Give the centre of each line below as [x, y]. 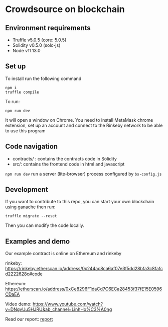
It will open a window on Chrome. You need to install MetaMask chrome [79, 120]
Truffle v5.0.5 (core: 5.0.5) [39, 40]
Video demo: [18, 304]
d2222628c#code [24, 274]
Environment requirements [48, 28]
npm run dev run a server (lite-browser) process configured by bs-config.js [83, 174]
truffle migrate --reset [31, 216]
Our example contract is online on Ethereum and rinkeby [63, 254]
